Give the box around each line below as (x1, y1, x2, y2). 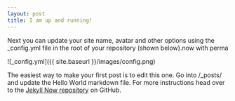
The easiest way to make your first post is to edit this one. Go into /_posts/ (7, 71, 222, 79)
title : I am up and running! (7, 17, 93, 24)
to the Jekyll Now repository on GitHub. (7, 86, 121, 94)
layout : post (7, 10, 46, 18)
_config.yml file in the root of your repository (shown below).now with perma (7, 43, 229, 52)
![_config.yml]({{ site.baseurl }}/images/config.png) (7, 57, 156, 65)
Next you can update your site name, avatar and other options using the (7, 36, 215, 44)
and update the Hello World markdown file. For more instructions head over (7, 78, 225, 86)
